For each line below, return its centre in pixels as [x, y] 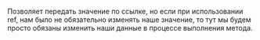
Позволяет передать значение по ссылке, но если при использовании [125, 11]
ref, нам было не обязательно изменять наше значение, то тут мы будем [129, 20]
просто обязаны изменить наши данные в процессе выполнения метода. [130, 28]
